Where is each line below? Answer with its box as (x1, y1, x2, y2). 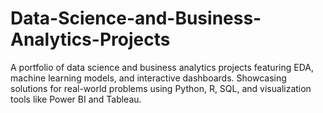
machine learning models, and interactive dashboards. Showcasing (10, 72, 287, 84)
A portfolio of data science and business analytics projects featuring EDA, (10, 61, 314, 73)
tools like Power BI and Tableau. (10, 93, 142, 105)
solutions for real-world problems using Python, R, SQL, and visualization (10, 82, 312, 94)
